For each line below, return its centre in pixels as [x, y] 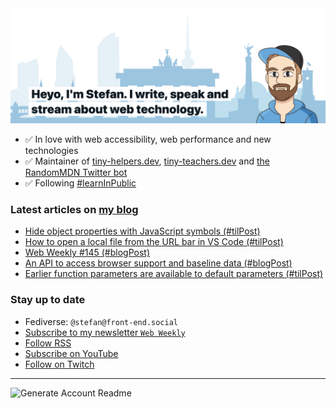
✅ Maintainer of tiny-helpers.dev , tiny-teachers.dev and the [147, 161]
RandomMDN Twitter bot [76, 173]
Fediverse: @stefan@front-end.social [101, 321]
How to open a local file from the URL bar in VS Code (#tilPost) [154, 242]
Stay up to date [48, 300]
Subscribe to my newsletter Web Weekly [105, 332]
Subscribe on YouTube [71, 353]
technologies [51, 151]
